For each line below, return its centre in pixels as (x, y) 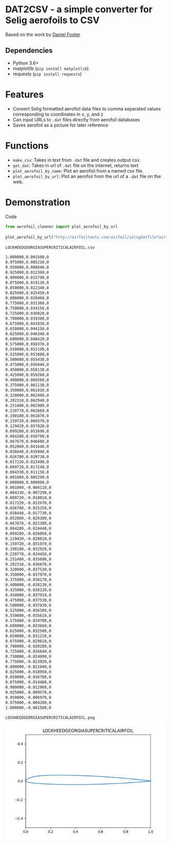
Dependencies (29, 50)
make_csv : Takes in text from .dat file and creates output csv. (77, 160)
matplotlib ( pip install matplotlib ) (51, 68)
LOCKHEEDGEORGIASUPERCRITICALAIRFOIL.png (50, 718)
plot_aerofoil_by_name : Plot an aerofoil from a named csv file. (78, 171)
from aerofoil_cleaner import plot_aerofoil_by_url (61, 226)
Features (25, 94)
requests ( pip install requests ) (47, 74)
